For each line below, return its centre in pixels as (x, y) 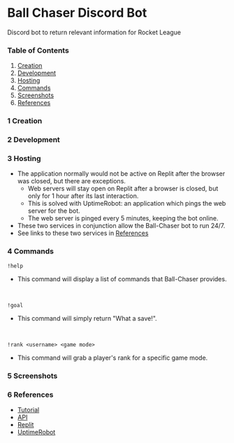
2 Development (34, 140)
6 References (30, 395)
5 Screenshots (32, 376)
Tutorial (28, 409)
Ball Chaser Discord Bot (77, 13)
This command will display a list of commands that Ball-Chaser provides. (122, 279)
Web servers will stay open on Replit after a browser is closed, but (123, 189)
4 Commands (31, 251)
